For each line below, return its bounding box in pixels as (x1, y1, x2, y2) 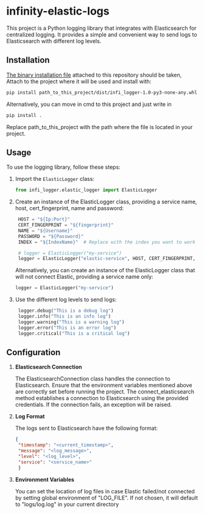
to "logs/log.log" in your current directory (15, 501, 119, 508)
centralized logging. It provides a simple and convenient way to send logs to (6, 30, 197, 38)
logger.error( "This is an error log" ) (18, 325, 117, 331)
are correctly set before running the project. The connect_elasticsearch (15, 388, 195, 395)
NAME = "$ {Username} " (18, 227, 73, 234)
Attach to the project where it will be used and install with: (6, 77, 152, 85)
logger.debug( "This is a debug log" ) (18, 308, 114, 314)
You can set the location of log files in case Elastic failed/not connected (15, 487, 195, 495)
